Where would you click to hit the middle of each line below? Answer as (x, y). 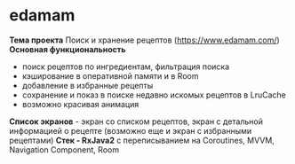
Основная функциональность (68, 49)
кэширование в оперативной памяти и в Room (110, 75)
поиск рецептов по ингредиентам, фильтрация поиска (126, 66)
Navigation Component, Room (64, 149)
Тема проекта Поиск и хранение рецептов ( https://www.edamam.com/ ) (144, 40)
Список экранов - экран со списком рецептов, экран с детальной (136, 121)
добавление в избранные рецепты (88, 85)
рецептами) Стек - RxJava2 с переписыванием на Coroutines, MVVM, (142, 140)
